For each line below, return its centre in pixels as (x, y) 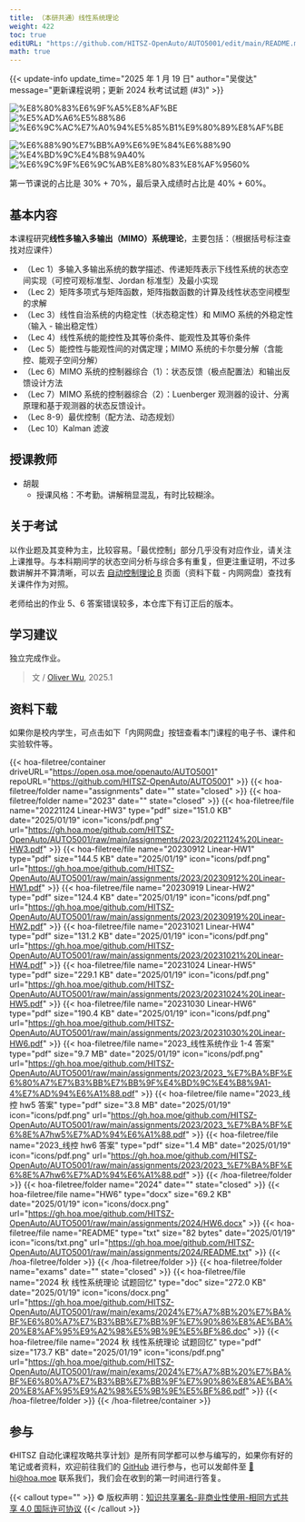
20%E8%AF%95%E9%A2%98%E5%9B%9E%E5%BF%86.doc (128, 1331)
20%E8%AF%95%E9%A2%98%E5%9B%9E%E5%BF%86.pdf (128, 1391)
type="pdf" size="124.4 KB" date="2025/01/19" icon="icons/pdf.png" (140, 898)
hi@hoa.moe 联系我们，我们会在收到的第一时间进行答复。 (118, 1478)
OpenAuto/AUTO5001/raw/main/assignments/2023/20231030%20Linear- (148, 1033)
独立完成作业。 (37, 658)
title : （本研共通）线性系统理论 (64, 18)
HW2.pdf (26, 927)
